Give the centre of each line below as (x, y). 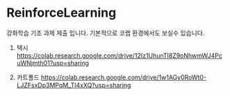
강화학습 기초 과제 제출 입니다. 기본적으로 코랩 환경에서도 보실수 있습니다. (106, 33)
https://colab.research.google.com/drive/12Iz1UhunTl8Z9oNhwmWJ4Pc (120, 55)
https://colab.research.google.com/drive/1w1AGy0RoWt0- (123, 77)
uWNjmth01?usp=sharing (53, 63)
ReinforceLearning (61, 13)
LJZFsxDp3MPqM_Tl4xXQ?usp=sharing (74, 85)
